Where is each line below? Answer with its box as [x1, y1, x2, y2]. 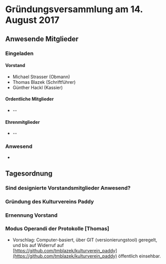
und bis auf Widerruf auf [12, 242, 64, 248]
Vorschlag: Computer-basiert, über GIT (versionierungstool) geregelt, [12, 237, 157, 243]
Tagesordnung [5, 169, 53, 178]
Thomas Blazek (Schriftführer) [12, 79, 76, 85]
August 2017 [5, 14, 60, 26]
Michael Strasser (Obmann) [12, 74, 70, 80]
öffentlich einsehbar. [118, 253, 161, 259]
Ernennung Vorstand [5, 212, 58, 219]
